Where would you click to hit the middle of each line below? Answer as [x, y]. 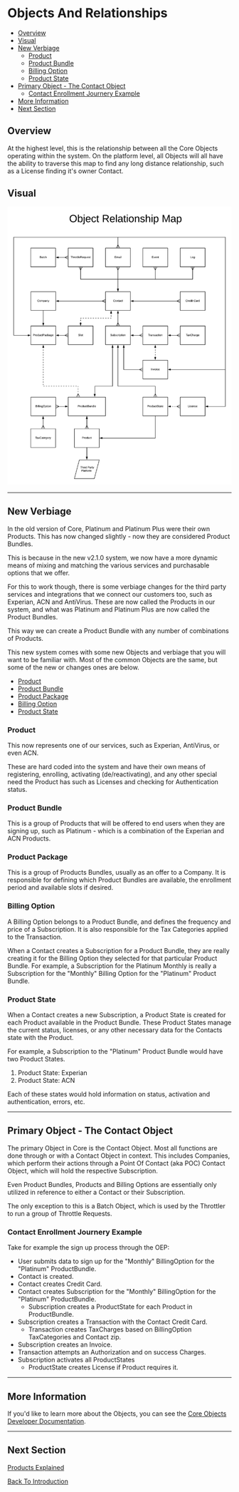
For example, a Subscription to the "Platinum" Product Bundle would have [115, 1051]
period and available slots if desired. [60, 888]
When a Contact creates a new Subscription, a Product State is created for [117, 1015]
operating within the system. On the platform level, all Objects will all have [115, 155]
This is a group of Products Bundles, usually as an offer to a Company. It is [117, 873]
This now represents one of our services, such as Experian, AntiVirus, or [113, 745]
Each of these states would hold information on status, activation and [109, 1094]
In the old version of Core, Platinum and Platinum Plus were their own [109, 528]
